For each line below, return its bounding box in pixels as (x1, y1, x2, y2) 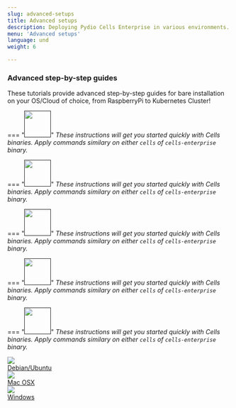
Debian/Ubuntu (7, 363, 52, 373)
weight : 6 (7, 43, 37, 50)
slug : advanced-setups (7, 10, 74, 18)
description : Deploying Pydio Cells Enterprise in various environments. (7, 23, 230, 31)
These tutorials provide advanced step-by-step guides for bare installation (7, 89, 225, 98)
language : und (7, 37, 50, 44)
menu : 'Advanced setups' (7, 30, 81, 38)
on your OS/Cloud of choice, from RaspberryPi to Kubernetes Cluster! (7, 97, 211, 105)
